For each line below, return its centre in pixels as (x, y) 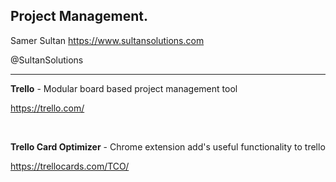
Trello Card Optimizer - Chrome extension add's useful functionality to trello (168, 146)
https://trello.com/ (47, 108)
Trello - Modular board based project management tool (124, 88)
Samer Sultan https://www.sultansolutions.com (107, 40)
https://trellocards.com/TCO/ (70, 166)
